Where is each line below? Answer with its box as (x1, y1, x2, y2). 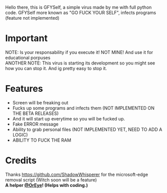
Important (5, 33, 48, 44)
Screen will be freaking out (12, 99, 69, 105)
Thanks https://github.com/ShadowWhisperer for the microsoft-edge (5, 171, 148, 177)
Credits (5, 155, 37, 166)
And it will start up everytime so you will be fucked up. (12, 115, 125, 121)
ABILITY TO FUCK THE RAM (12, 137, 71, 143)
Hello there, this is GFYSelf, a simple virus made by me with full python (5, 5, 152, 10)
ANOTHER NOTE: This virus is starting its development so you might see (5, 60, 155, 66)
